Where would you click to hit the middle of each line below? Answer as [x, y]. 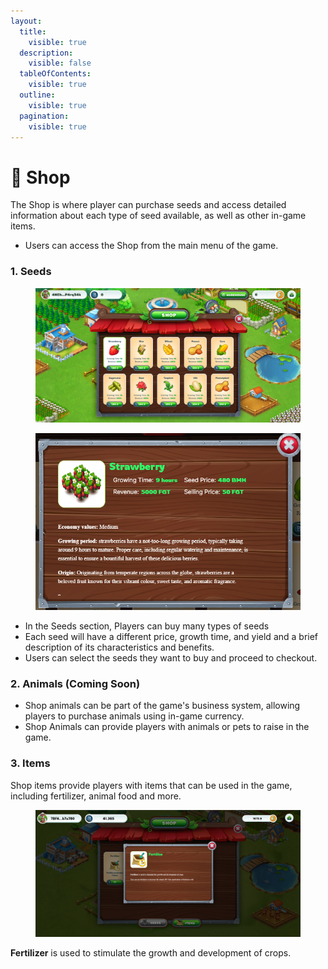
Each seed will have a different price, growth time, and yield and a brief [171, 636]
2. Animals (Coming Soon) [75, 683]
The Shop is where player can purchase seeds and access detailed [148, 205]
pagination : [44, 116]
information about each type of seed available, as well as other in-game [158, 216]
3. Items [30, 763]
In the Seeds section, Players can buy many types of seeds [147, 626]
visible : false [60, 63]
